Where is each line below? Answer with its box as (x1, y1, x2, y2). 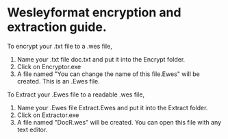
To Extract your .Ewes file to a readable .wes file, (7, 90, 145, 99)
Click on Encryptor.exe (16, 62, 81, 71)
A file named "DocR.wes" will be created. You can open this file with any (16, 118, 222, 126)
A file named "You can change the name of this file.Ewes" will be (16, 70, 201, 78)
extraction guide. (7, 19, 107, 35)
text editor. (16, 125, 48, 134)
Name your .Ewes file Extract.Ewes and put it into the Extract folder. (16, 103, 208, 112)
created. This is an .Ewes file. (16, 77, 101, 85)
